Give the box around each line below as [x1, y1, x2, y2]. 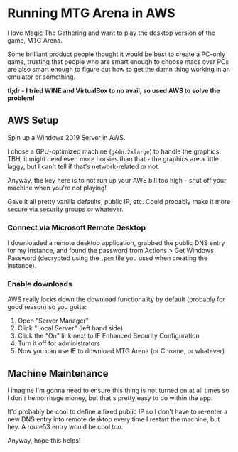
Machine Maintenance [7, 367, 109, 380]
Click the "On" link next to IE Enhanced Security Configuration [17, 332, 200, 340]
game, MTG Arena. [7, 36, 63, 44]
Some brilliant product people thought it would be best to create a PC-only [7, 50, 226, 58]
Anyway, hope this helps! [7, 436, 81, 445]
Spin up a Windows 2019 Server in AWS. [7, 133, 126, 141]
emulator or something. [7, 72, 76, 81]
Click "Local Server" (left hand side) [17, 324, 123, 333]
